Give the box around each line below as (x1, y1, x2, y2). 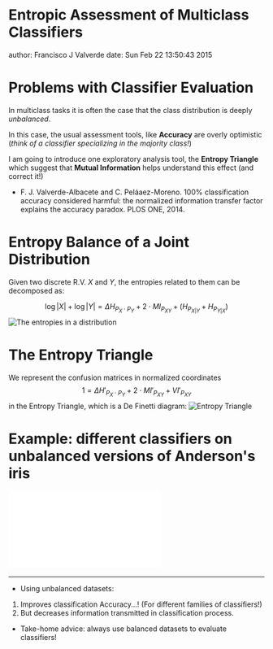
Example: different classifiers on (8, 429, 233, 448)
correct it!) (8, 171, 44, 181)
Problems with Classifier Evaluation (8, 79, 254, 97)
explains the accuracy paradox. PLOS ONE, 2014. (19, 204, 185, 214)
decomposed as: (8, 285, 65, 295)
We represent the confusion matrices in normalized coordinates (8, 372, 222, 382)
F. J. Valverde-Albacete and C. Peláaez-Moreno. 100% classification (19, 187, 249, 197)
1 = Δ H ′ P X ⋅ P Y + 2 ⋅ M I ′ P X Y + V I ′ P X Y (81, 385, 192, 398)
